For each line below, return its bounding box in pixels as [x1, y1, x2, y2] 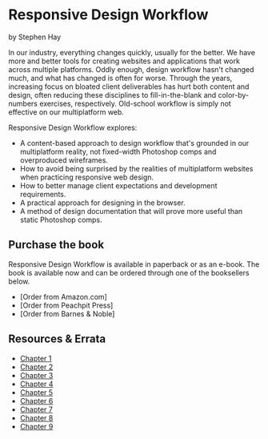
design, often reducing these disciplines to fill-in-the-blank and [8, 90, 217, 99]
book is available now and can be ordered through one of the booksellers [8, 268, 250, 277]
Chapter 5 [19, 387, 54, 397]
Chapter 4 [19, 379, 54, 389]
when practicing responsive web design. [19, 172, 154, 182]
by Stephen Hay [8, 32, 62, 42]
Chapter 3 [19, 370, 54, 380]
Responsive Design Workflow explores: [8, 123, 138, 132]
